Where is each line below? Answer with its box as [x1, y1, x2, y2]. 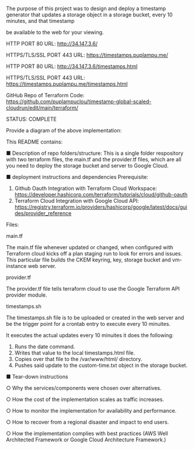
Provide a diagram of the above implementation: [6, 127, 122, 134]
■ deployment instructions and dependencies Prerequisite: [6, 174, 149, 181]
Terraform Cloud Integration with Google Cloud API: [14, 198, 139, 204]
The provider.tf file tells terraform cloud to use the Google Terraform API [6, 285, 180, 292]
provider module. [6, 291, 48, 298]
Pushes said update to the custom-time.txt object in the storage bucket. [14, 362, 188, 369]
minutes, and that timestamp [6, 18, 75, 24]
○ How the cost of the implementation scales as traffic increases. [6, 396, 165, 403]
